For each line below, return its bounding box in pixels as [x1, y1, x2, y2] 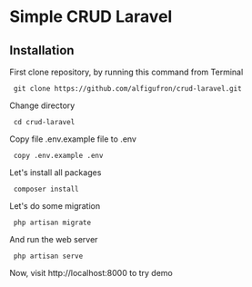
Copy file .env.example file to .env [9, 134, 136, 144]
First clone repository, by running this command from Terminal [9, 66, 244, 77]
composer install [13, 184, 79, 193]
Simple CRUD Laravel [9, 6, 173, 27]
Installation [9, 43, 75, 58]
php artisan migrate [13, 218, 92, 227]
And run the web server [9, 234, 98, 244]
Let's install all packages [9, 167, 102, 178]
